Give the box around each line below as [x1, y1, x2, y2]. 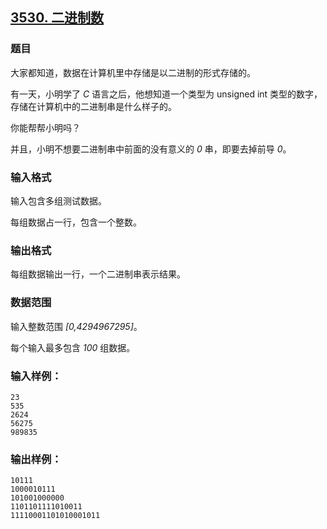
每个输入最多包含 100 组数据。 [10, 341, 136, 353]
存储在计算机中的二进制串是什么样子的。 [10, 100, 177, 112]
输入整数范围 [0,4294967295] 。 [10, 320, 143, 332]
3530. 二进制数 [10, 9, 105, 27]
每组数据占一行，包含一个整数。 [10, 216, 142, 228]
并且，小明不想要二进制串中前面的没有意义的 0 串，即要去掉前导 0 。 [10, 143, 292, 155]
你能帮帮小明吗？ [10, 121, 81, 133]
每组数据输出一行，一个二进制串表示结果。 [10, 268, 186, 280]
